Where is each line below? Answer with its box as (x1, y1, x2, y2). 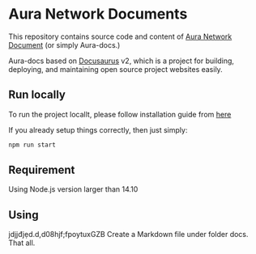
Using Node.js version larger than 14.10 (8, 184, 139, 194)
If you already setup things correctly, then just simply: (8, 125, 188, 134)
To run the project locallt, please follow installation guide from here (8, 109, 232, 119)
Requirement (8, 163, 75, 177)
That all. (8, 238, 36, 248)
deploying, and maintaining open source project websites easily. (8, 64, 223, 74)
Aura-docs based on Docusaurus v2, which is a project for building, (8, 56, 235, 66)
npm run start (8, 141, 57, 149)
